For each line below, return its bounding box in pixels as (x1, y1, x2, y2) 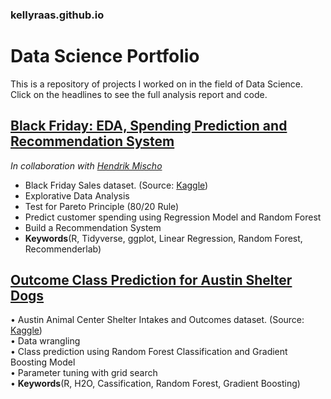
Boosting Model (10, 356, 76, 368)
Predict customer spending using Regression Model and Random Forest (24, 211, 322, 223)
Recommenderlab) (24, 243, 102, 255)
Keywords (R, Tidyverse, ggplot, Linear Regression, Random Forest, (24, 232, 303, 244)
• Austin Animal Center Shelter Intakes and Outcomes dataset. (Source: (10, 314, 305, 326)
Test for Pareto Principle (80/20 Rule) (24, 200, 180, 212)
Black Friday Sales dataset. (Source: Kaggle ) (24, 179, 209, 191)
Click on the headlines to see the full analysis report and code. (10, 88, 268, 100)
